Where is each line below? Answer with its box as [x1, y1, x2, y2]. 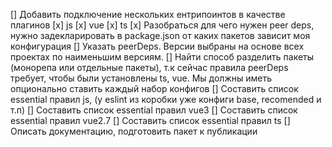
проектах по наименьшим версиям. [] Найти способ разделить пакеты [10, 51, 315, 63]
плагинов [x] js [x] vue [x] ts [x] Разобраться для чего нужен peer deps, [10, 19, 315, 31]
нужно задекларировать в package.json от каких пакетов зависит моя [10, 30, 311, 41]
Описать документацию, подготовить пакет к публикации [10, 125, 258, 137]
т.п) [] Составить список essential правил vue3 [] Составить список [10, 104, 298, 116]
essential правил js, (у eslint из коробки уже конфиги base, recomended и [10, 94, 322, 105]
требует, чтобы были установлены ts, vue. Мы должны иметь [10, 72, 273, 84]
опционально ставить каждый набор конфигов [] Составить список [10, 83, 299, 94]
